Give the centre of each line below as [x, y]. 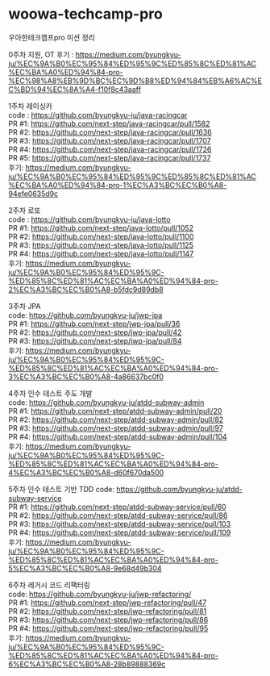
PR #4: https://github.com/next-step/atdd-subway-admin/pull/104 [118, 436]
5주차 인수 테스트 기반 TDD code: [62, 489]
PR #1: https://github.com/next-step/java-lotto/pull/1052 [101, 227]
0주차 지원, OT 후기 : [41, 54]
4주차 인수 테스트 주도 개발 [50, 393]
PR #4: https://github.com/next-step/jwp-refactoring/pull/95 [108, 628]
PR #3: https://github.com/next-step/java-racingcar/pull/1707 [110, 140]
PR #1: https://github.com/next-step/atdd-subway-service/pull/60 [118, 507]
